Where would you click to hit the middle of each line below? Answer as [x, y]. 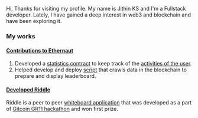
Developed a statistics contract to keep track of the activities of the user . [103, 64]
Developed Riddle [28, 89]
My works [21, 36]
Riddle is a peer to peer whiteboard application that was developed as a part [99, 103]
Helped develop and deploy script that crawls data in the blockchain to [101, 70]
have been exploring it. [34, 21]
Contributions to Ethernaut [40, 50]
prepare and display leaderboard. [55, 76]
